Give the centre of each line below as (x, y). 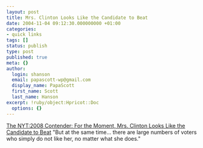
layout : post (23, 12)
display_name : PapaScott (43, 86)
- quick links (24, 35)
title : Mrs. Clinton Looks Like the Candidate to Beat (77, 18)
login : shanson (31, 74)
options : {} (27, 108)
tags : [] (17, 40)
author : (16, 69)
